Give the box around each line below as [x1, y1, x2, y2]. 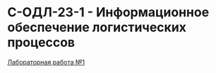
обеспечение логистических [7, 19, 187, 35]
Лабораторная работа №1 [7, 57, 85, 66]
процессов [7, 35, 76, 50]
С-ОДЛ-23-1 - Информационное [7, 4, 210, 21]
